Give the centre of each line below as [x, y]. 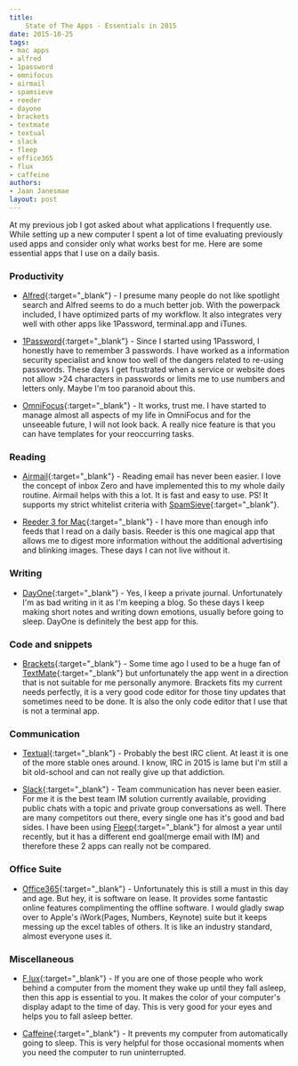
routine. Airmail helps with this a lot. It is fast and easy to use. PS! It [145, 496]
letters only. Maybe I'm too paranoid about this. [109, 389]
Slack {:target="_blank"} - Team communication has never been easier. [152, 789]
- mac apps [29, 51]
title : [21, 17]
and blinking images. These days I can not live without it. [126, 550]
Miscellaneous [41, 959]
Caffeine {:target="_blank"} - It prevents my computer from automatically [155, 1033]
